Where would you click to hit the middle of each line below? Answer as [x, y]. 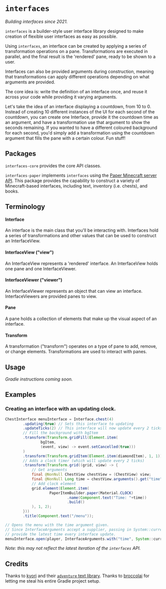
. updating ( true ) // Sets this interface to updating [78, 424]
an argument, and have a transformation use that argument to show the [78, 122]
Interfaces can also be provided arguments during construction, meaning [80, 71]
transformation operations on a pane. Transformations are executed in [77, 51]
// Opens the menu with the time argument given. [57, 525]
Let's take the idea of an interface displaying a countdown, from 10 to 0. [78, 106]
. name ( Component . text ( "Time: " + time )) [107, 498]
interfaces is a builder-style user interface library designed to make [75, 31]
